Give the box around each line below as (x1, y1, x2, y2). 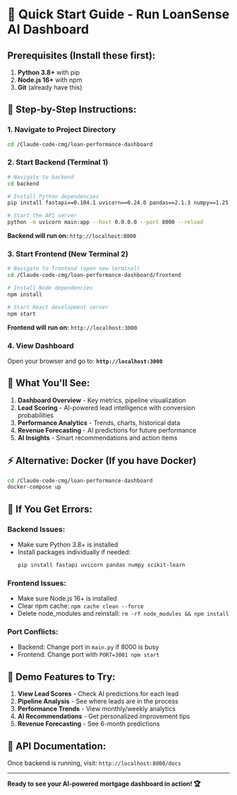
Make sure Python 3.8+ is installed (17, 540, 119, 549)
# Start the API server (7, 212, 78, 220)
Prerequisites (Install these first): (7, 49, 156, 61)
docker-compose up (7, 484, 61, 491)
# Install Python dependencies (7, 193, 99, 200)
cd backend (7, 180, 39, 187)
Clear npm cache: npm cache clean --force (17, 602, 144, 610)
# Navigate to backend (7, 173, 74, 181)
